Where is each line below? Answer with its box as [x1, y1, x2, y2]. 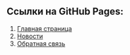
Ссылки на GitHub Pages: [6, 6, 124, 18]
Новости [16, 32, 43, 40]
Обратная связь [16, 39, 66, 48]
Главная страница [16, 24, 72, 32]
